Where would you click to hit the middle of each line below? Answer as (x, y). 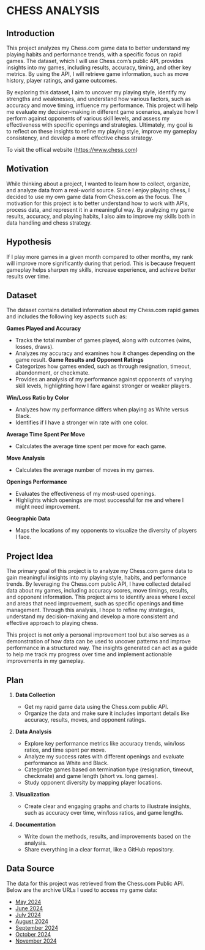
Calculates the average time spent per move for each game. (91, 446)
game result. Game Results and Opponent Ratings (79, 360)
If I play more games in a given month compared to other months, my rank (100, 256)
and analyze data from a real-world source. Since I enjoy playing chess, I (98, 190)
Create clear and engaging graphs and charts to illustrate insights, (108, 806)
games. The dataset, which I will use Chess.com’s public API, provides (95, 61)
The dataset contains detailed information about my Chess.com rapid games (103, 310)
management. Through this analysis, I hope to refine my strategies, (91, 610)
